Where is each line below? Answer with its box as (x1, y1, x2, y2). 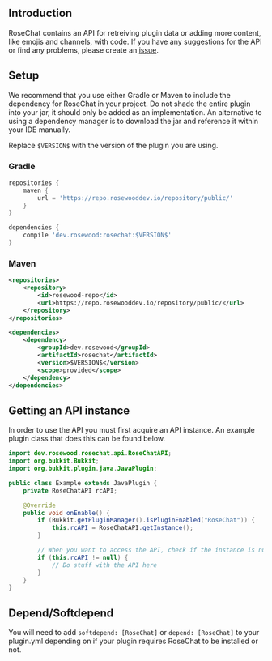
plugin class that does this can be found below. (8, 433, 166, 444)
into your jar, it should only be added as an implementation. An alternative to (8, 107, 262, 117)
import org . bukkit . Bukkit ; (8, 457, 100, 465)
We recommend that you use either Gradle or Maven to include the (8, 90, 231, 100)
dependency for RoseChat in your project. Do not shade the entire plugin (8, 99, 251, 109)
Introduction (8, 6, 73, 20)
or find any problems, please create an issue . (8, 45, 159, 55)
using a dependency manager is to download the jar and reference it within (8, 116, 259, 126)
